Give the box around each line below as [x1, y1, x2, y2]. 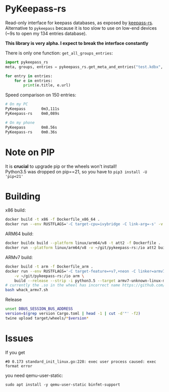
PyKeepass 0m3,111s [5, 106, 59, 111]
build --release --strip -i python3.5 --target [14, 278, 116, 283]
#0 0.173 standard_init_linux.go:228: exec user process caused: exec [5, 359, 156, 364]
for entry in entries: [5, 74, 53, 79]
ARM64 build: [5, 231, 34, 237]
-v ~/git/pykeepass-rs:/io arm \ [14, 273, 84, 279]
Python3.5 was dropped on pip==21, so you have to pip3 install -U [5, 168, 147, 174]
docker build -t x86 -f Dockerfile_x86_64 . [5, 217, 100, 222]
